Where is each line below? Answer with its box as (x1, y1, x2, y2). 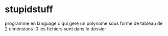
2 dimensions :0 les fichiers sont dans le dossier (5, 25, 107, 31)
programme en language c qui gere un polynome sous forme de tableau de (5, 20, 163, 26)
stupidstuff (5, 4, 53, 15)
